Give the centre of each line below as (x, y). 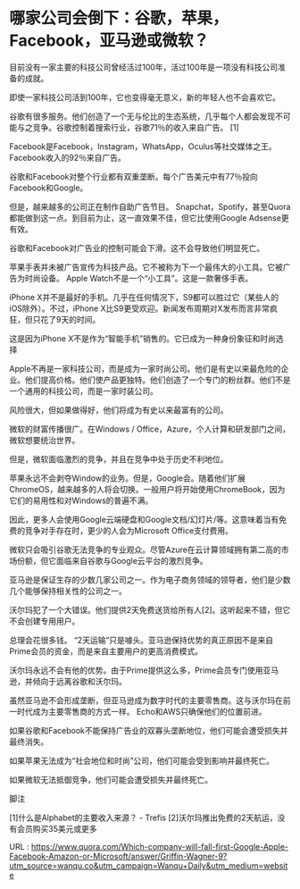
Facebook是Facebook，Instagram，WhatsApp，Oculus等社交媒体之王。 (143, 146)
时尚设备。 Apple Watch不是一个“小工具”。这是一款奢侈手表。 (139, 278)
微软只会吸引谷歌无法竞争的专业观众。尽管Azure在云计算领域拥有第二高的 (145, 549)
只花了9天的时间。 (67, 319)
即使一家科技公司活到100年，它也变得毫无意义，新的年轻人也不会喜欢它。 (145, 97)
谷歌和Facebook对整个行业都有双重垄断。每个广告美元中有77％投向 (134, 176)
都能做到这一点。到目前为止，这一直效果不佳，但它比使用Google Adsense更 (149, 218)
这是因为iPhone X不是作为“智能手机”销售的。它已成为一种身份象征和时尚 (143, 338)
